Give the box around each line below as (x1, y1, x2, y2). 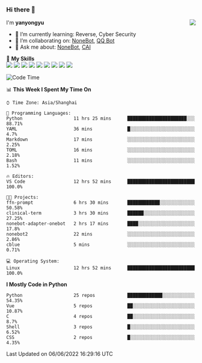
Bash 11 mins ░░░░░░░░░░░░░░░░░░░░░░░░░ (6, 157, 195, 164)
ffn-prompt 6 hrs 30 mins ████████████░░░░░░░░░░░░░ (6, 200, 195, 206)
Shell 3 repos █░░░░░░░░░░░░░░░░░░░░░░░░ (6, 324, 195, 330)
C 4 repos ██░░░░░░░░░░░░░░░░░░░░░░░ (6, 314, 195, 320)
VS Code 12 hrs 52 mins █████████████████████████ (6, 178, 195, 185)
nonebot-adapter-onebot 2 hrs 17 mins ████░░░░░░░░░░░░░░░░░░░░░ (6, 221, 195, 227)
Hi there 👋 (6, 5, 36, 14)
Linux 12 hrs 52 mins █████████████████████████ (6, 265, 195, 271)
